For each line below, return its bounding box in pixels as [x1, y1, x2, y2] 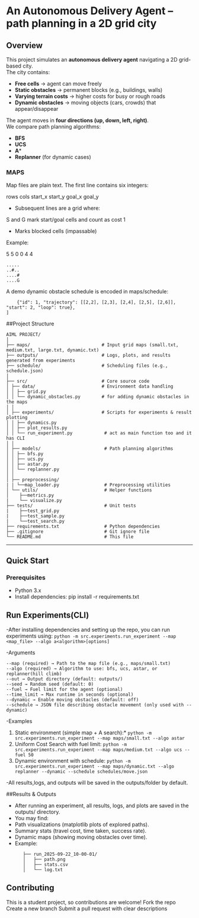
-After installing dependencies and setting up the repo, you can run [6, 626, 170, 633]
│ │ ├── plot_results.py [6, 425, 68, 431]
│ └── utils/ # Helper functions [6, 487, 152, 493]
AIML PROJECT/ [6, 332, 41, 338]
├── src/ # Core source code [6, 378, 150, 385]
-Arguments [6, 649, 36, 656]
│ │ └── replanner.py [6, 466, 60, 472]
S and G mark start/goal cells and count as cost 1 [6, 216, 126, 223]
